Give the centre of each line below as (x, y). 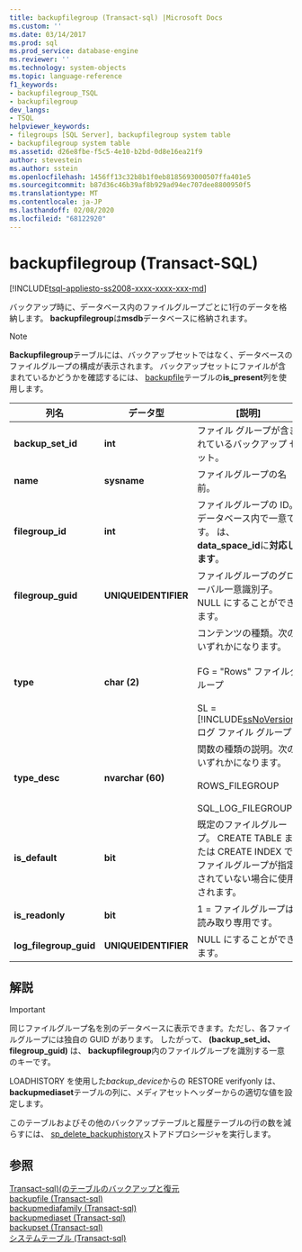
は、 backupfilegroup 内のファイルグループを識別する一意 (178, 1051)
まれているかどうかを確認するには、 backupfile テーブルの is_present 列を (144, 377)
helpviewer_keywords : (50, 127)
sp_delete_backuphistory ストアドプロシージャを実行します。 (163, 1134)
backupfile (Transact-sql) (56, 1199)
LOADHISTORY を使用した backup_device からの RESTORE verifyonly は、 (145, 1081)
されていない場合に (238, 878)
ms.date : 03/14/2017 (48, 34)
